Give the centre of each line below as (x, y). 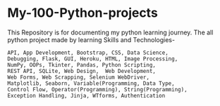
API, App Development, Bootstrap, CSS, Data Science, (88, 53)
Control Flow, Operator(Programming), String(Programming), (98, 89)
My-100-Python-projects (83, 13)
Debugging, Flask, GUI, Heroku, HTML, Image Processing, (93, 59)
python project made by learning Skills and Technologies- (91, 39)
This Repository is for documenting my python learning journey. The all (110, 32)
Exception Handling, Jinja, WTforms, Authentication (86, 95)
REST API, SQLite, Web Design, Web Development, (82, 71)
